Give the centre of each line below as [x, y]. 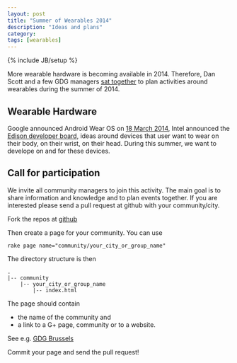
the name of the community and [64, 317]
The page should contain [44, 303]
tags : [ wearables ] [34, 40]
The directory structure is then [52, 258]
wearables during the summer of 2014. [64, 89]
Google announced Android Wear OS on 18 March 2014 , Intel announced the [118, 128]
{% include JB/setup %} [42, 60]
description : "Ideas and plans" [55, 27]
